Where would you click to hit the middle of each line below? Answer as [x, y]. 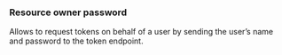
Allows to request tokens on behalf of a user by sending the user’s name [141, 32]
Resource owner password [68, 12]
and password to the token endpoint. [76, 41]
